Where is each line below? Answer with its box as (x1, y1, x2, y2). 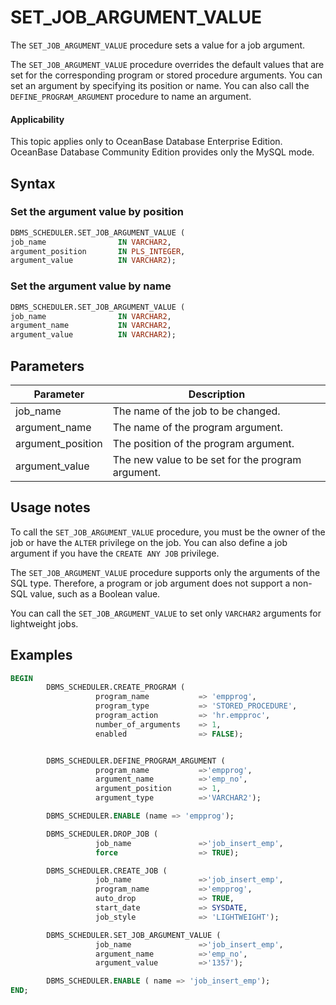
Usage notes (10, 499, 91, 516)
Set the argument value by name (10, 279, 172, 293)
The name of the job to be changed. (112, 404, 281, 418)
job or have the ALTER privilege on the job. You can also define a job (10, 536, 288, 548)
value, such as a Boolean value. (29, 587, 161, 600)
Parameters (10, 357, 85, 375)
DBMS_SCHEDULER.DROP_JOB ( (46, 829, 159, 839)
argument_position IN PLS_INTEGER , (10, 246, 186, 256)
